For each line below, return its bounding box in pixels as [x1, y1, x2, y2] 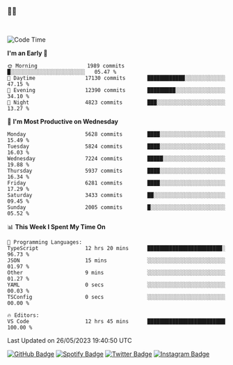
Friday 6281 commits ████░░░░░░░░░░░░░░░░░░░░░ [7, 180, 226, 187]
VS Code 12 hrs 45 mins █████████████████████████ [7, 318, 226, 325]
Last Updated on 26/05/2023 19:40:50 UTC [7, 336, 132, 345]
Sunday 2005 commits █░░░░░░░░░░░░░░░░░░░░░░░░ [7, 204, 226, 211]
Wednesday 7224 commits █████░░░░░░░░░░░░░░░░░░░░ [7, 155, 226, 162]
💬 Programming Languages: [7, 239, 82, 246]
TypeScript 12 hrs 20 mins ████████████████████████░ [7, 245, 226, 252]
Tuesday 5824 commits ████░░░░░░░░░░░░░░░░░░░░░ [7, 143, 226, 150]
